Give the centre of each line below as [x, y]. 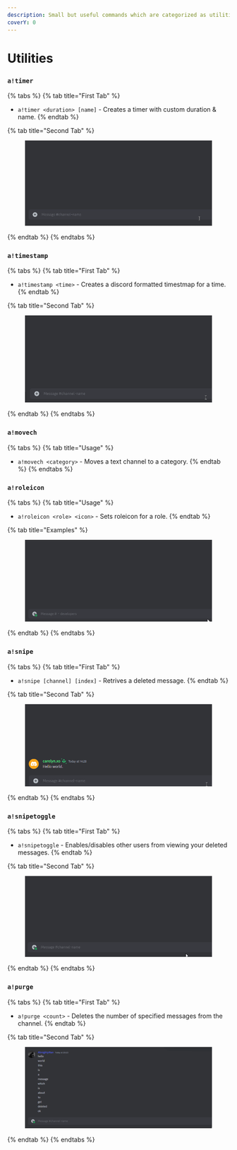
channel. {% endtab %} [51, 1023]
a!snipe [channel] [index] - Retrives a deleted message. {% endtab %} [123, 680]
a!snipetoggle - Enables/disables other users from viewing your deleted [122, 845]
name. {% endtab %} [48, 117]
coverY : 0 [22, 22]
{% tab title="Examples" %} [48, 529]
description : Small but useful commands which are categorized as [107, 15]
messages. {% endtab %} [55, 852]
